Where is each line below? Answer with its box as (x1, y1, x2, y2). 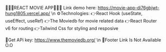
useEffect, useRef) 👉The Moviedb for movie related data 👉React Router (5, 18, 157, 23)
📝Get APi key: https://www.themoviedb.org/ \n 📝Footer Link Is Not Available (5, 37, 161, 42)
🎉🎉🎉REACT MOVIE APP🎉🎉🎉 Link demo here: (5, 5, 97, 10)
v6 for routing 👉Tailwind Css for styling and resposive (5, 25, 119, 31)
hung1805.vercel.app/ (5, 10, 50, 16)
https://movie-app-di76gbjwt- (97, 5, 159, 10)
